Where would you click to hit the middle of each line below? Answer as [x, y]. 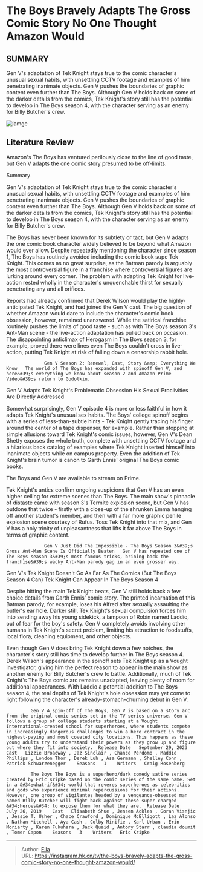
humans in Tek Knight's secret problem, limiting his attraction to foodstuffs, [100, 630]
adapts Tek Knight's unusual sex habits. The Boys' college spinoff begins [97, 415]
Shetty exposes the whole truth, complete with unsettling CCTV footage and [101, 440]
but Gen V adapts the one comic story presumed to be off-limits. [87, 163]
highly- [177, 300]
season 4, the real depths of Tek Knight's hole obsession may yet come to [98, 693]
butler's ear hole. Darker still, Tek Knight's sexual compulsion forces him [96, 610]
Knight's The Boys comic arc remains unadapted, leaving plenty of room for [101, 680]
